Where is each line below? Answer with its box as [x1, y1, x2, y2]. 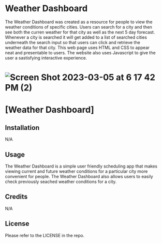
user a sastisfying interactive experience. [5, 55, 87, 61]
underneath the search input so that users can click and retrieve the [5, 39, 140, 45]
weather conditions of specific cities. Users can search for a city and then [5, 24, 152, 30]
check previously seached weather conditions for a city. [5, 179, 117, 184]
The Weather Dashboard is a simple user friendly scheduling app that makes [5, 163, 158, 169]
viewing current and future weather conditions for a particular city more [5, 168, 148, 174]
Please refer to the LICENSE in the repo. [5, 232, 85, 238]
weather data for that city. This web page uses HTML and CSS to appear [5, 45, 150, 50]
